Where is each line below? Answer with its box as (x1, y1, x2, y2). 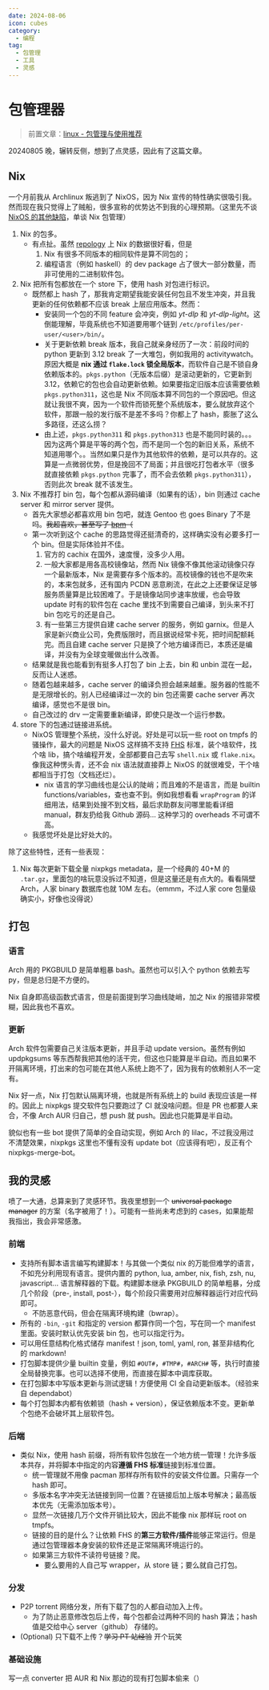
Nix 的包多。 (19, 229, 62, 239)
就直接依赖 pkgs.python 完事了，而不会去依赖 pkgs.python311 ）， (43, 469, 256, 479)
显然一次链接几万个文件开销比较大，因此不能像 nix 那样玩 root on (31, 1510, 247, 1519)
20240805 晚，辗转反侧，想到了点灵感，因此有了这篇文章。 (8, 146, 207, 155)
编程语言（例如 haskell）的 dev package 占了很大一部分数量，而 (43, 259, 256, 268)
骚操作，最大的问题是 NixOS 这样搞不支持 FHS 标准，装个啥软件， (31, 739, 251, 749)
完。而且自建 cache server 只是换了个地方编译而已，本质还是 (43, 639, 246, 649)
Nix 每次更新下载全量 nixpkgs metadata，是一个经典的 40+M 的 (19, 863, 230, 873)
